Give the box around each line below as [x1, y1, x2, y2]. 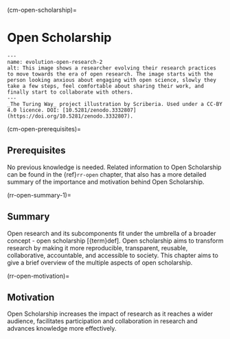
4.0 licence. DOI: [7, 107, 60, 113]
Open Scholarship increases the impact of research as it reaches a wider [7, 309, 214, 318]
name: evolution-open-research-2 [7, 58, 103, 65]
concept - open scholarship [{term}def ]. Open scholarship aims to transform [7, 237, 224, 245]
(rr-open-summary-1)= [7, 190, 71, 199]
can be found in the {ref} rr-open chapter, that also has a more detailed [7, 170, 207, 178]
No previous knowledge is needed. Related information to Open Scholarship [7, 163, 222, 171]
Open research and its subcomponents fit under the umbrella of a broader [7, 229, 216, 237]
